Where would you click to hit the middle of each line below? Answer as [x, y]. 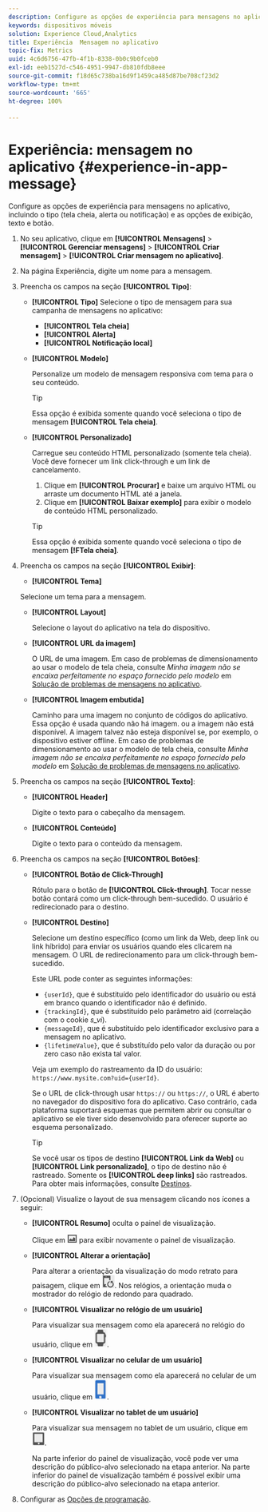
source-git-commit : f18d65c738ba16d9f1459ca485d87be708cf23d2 [114, 76]
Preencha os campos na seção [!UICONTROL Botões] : [110, 859]
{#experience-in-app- [154, 167]
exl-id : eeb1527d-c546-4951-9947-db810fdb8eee [87, 68]
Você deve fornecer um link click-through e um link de [121, 462]
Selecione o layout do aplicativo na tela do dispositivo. [121, 628]
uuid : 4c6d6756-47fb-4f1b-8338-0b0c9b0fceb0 [83, 59]
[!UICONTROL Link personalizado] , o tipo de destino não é [129, 1167]
